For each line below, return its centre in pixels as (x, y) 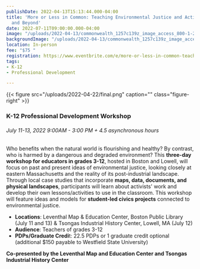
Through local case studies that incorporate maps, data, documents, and (96, 180)
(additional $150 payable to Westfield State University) (82, 242)
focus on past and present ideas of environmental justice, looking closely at (99, 167)
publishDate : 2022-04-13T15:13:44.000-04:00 (62, 12)
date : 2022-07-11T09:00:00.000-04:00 (53, 28)
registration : (24, 56)
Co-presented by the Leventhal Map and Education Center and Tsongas (97, 254)
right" (13, 101)
